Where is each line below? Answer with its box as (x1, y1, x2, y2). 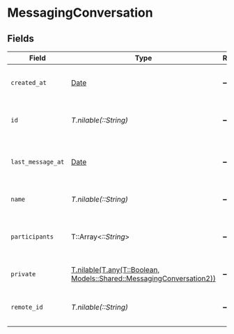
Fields (7, 33, 35, 45)
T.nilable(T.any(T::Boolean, (70, 265, 160, 274)
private (10, 270, 36, 278)
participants (10, 233, 54, 241)
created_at (10, 79, 47, 86)
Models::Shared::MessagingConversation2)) (70, 273, 216, 283)
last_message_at (10, 158, 65, 166)
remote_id (10, 303, 43, 311)
